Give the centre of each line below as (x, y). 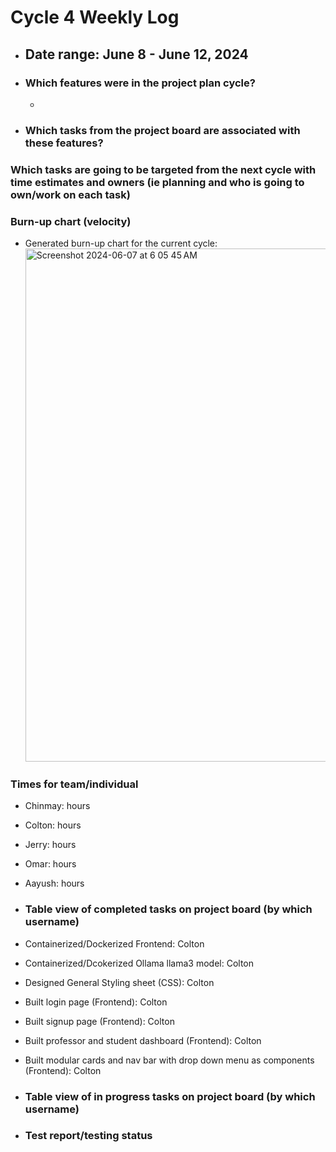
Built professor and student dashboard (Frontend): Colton (143, 1040)
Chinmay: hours (57, 806)
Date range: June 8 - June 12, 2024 (136, 54)
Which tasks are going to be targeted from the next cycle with (163, 169)
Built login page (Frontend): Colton (96, 1002)
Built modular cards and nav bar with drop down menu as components (169, 1060)
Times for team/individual (74, 784)
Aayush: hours (54, 883)
